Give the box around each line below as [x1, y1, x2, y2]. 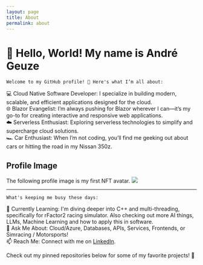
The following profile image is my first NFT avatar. [6, 177, 130, 185]
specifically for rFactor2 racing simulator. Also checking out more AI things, [6, 212, 195, 219]
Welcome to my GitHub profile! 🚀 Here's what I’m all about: [6, 79, 164, 85]
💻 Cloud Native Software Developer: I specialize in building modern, [6, 90, 177, 97]
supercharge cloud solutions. [6, 128, 79, 135]
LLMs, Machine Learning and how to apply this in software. [6, 218, 153, 226]
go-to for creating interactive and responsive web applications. [6, 112, 163, 119]
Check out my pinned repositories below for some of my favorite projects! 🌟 [6, 252, 195, 259]
